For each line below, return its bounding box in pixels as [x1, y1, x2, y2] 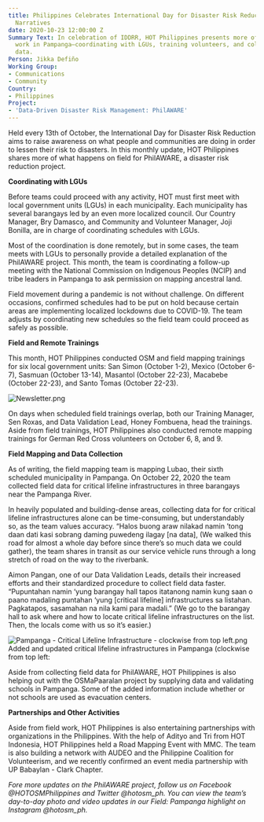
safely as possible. [8, 323, 68, 332]
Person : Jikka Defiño [8, 56, 79, 64]
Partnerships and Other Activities [8, 708, 120, 717]
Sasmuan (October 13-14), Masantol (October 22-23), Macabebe [18, 370, 229, 379]
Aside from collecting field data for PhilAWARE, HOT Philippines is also [8, 668, 236, 676]
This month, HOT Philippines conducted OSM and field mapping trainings [8, 353, 245, 363]
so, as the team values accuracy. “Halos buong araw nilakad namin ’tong [8, 522, 244, 531]
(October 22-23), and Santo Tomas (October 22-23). [8, 378, 179, 388]
